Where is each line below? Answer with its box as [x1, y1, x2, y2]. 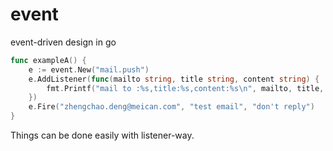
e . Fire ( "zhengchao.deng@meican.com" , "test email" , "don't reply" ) [28, 102, 315, 112]
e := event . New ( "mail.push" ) [28, 64, 150, 75]
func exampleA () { [10, 55, 87, 65]
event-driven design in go [10, 36, 117, 48]
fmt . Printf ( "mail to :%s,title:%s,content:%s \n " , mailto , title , [46, 83, 325, 93]
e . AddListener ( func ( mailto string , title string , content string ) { [28, 74, 320, 84]
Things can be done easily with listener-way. [10, 129, 195, 142]
